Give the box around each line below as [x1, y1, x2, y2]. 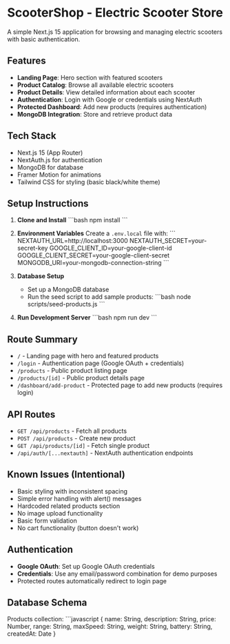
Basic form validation [17, 516, 77, 525]
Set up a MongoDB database [27, 285, 109, 294]
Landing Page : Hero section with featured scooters [17, 73, 163, 81]
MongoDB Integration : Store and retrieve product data [17, 110, 172, 118]
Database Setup [17, 272, 65, 280]
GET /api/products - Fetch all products [17, 427, 127, 435]
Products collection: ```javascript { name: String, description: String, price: [7, 615, 216, 623]
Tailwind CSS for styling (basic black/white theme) [17, 177, 160, 186]
